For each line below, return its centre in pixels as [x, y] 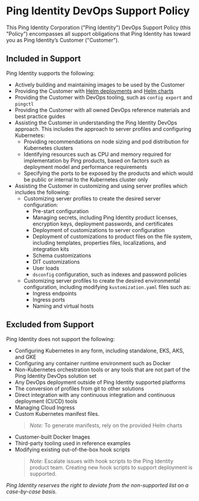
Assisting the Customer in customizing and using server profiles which [101, 186]
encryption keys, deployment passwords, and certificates [103, 224]
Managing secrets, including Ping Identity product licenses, [105, 217]
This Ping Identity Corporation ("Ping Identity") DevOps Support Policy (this [99, 27]
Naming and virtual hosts [63, 306]
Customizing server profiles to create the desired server [92, 198]
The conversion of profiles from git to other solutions [79, 389]
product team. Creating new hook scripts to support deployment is [111, 467]
